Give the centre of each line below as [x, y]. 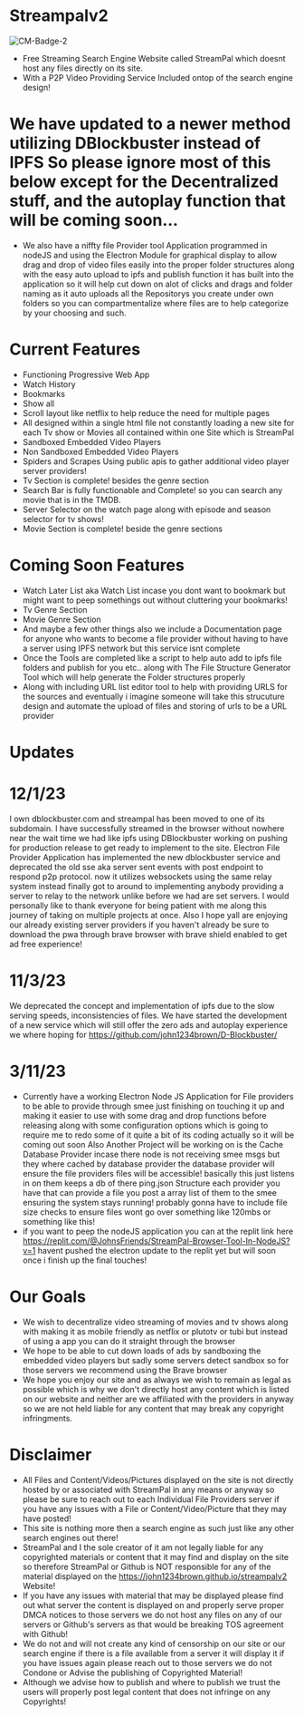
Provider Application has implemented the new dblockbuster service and [145, 857]
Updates [42, 752]
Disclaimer [51, 1454]
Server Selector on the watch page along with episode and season [147, 509]
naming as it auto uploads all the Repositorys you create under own [148, 293]
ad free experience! [46, 944]
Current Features [75, 349]
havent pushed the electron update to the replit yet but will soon [157, 1250]
